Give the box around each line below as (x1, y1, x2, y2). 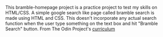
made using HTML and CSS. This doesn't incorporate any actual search (5, 15, 157, 21)
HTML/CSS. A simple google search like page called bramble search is (5, 10, 155, 16)
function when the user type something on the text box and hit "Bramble (5, 20, 158, 26)
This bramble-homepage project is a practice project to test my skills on (5, 5, 157, 10)
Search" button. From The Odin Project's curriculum (5, 26, 115, 32)
